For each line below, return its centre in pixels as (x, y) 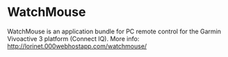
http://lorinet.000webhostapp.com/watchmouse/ (77, 46)
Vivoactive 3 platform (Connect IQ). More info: (73, 38)
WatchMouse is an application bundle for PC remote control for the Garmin (114, 31)
